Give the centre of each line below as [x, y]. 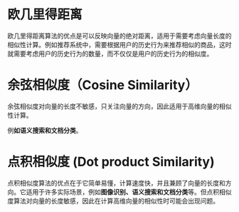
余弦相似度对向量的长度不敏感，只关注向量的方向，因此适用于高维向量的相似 [119, 106]
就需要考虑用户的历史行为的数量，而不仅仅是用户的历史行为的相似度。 [110, 54]
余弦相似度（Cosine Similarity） [102, 85]
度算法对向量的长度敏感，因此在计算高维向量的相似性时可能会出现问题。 [113, 201]
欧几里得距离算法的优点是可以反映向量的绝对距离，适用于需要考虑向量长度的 [119, 36]
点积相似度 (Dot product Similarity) [111, 162]
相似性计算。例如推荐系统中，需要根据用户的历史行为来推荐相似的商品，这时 [119, 44]
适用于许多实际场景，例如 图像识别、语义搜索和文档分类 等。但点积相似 [129, 192]
